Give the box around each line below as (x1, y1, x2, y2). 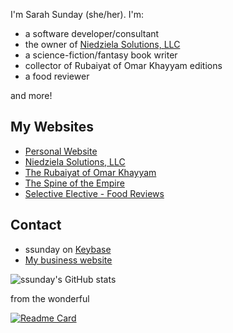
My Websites (10, 119, 95, 136)
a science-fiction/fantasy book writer (24, 49, 178, 61)
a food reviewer (24, 70, 90, 82)
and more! (10, 90, 53, 101)
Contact (10, 217, 62, 234)
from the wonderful (10, 292, 90, 304)
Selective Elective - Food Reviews (24, 187, 165, 199)
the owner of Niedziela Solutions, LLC (24, 39, 181, 50)
